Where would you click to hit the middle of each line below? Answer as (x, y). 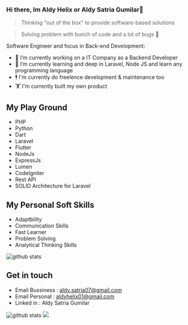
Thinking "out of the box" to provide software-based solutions (98, 23)
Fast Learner (31, 232)
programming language (44, 70)
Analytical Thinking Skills (46, 245)
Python (24, 128)
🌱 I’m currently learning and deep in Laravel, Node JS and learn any (99, 64)
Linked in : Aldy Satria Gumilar (52, 303)
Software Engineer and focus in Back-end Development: (76, 46)
